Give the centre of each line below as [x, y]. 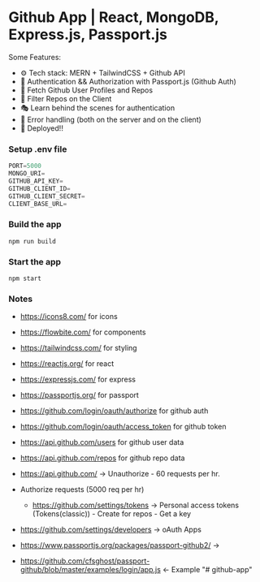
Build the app [35, 225]
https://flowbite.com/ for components [83, 332]
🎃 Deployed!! [41, 128]
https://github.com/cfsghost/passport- [85, 561]
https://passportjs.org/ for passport [80, 395]
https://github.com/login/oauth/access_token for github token [123, 427]
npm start [25, 279]
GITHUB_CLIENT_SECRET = [47, 196]
